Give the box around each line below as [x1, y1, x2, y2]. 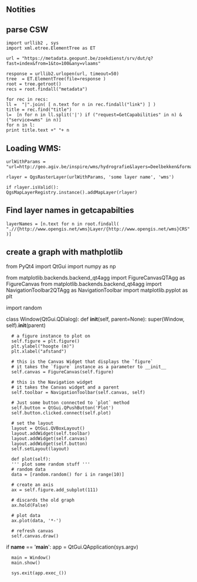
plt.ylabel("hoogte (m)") [11, 343, 75, 349]
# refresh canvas [11, 527, 54, 534]
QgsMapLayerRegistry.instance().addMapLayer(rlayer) [6, 190, 138, 196]
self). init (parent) [6, 322, 46, 329]
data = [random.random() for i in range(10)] [11, 471, 125, 477]
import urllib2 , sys [6, 40, 59, 46]
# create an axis [11, 482, 54, 488]
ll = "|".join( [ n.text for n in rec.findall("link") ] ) [6, 102, 157, 108]
